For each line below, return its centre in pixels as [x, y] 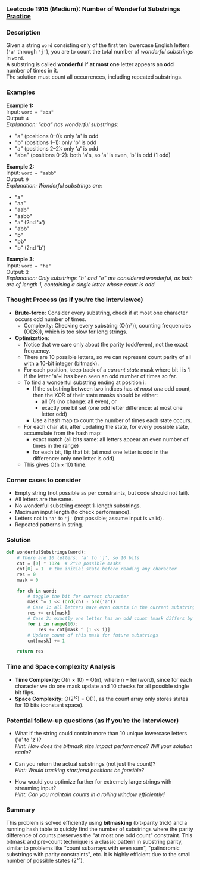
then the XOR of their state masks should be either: [95, 395]
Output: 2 [18, 272]
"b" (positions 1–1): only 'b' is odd [56, 142]
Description [24, 32]
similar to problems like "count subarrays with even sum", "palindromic [93, 848]
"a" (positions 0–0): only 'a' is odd [57, 136]
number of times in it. [32, 71]
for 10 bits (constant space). [49, 705]
